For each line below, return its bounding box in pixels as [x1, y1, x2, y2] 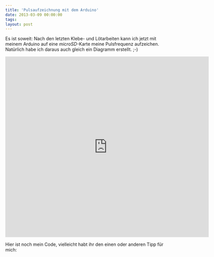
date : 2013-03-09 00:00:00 [5, 12, 63, 17]
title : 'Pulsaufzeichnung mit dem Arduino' [5, 7, 99, 13]
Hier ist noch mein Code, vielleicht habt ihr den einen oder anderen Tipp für [5, 241, 164, 247]
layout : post [5, 21, 33, 27]
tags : [5, 17, 17, 22]
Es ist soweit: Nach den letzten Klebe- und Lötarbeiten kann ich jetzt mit [5, 36, 157, 42]
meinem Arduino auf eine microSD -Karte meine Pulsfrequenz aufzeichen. [5, 41, 159, 47]
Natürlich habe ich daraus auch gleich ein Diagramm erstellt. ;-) [5, 46, 138, 52]
